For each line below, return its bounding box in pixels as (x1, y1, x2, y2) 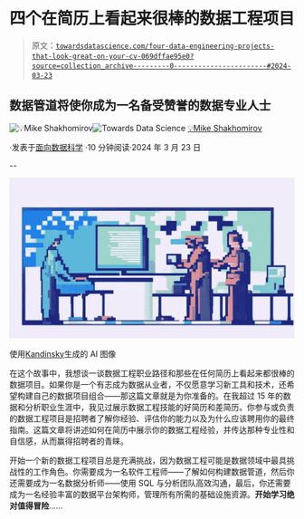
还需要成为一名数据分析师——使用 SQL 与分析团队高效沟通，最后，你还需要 (9, 477, 291, 488)
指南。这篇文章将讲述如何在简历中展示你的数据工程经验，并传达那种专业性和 (9, 424, 295, 435)
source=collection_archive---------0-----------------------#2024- (31, 61, 291, 71)
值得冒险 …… (16, 500, 63, 511)
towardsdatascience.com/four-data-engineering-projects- (55, 42, 275, 51)
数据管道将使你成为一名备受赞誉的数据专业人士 (9, 98, 271, 113)
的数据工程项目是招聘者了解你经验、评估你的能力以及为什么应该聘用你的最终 (9, 413, 295, 424)
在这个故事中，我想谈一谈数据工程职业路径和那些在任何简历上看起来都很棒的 (9, 368, 295, 379)
